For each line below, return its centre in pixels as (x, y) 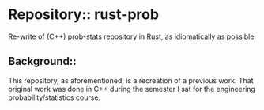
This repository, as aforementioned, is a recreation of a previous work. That (131, 80)
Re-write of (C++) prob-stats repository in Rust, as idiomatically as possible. (132, 36)
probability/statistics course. (55, 97)
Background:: (42, 61)
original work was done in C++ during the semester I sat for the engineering (132, 89)
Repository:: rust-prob (84, 15)
